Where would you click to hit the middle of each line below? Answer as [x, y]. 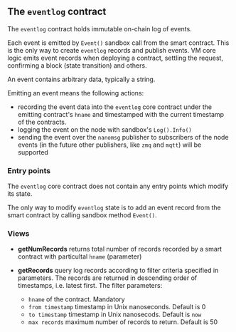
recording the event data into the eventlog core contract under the [115, 107]
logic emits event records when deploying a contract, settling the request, [116, 58]
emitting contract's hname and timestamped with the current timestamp [121, 114]
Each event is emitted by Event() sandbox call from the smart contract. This [118, 43]
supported [33, 152]
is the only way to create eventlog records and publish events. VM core [112, 50]
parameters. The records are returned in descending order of [107, 278]
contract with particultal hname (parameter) [80, 256]
